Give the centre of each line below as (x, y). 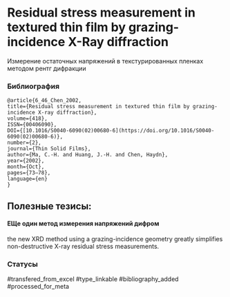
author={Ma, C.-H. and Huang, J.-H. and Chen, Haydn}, (88, 155)
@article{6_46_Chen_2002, (44, 101)
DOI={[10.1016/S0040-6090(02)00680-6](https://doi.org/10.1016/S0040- (111, 131)
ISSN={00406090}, (32, 125)
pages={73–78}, (29, 173)
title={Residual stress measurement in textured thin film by (98, 107)
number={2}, (24, 143)
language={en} (28, 179)
